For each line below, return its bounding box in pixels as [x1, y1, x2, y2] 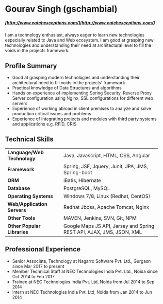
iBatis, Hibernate [63, 177, 101, 183]
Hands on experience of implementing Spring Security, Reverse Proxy [12, 90, 152, 96]
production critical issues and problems [12, 110, 91, 116]
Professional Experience [5, 245, 81, 253]
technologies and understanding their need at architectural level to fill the [5, 42, 151, 48]
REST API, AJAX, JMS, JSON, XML [63, 229, 142, 235]
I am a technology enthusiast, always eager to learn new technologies [5, 32, 145, 38]
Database [7, 185, 31, 192]
